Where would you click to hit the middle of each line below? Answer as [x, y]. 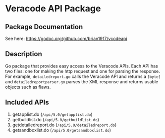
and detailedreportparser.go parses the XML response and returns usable [82, 81]
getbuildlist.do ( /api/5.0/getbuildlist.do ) [56, 119]
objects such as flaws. [28, 87]
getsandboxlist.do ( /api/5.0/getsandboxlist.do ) [62, 130]
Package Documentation [44, 27]
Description [24, 54]
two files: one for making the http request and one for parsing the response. [82, 71]
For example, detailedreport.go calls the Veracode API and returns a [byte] [83, 76]
